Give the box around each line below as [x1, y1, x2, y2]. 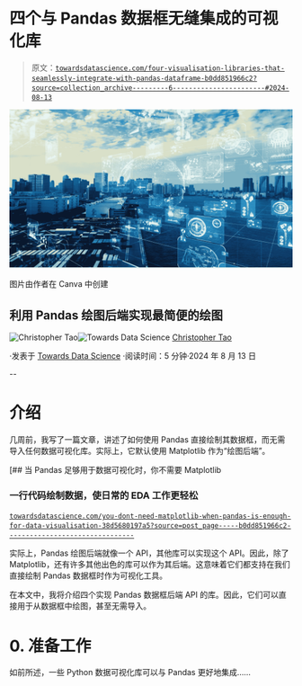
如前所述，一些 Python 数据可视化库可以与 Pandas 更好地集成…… [9, 667, 252, 678]
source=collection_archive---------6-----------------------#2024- [31, 83, 289, 93]
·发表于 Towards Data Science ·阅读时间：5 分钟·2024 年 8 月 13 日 [9, 351, 256, 361]
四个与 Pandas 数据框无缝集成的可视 [9, 8, 279, 29]
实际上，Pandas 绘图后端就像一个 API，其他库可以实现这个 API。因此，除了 [9, 548, 289, 558]
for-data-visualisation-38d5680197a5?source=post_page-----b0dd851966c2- [9, 521, 292, 530]
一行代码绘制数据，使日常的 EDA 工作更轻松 [9, 489, 199, 502]
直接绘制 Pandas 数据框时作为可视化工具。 [9, 570, 168, 581]
